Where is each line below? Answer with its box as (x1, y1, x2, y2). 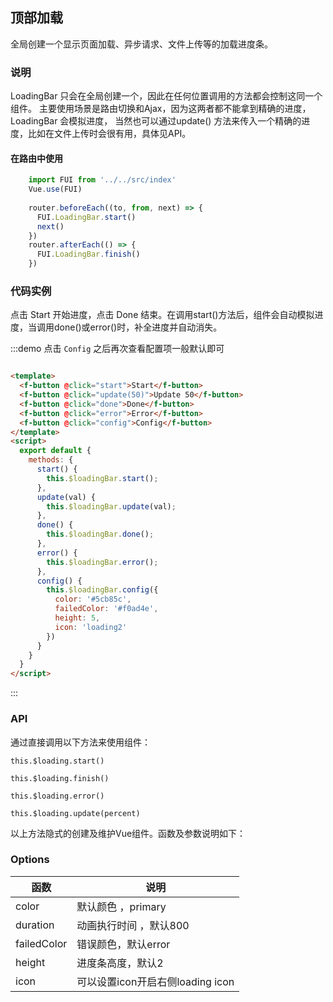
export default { (19, 446, 92, 456)
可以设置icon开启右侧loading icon (76, 974, 235, 988)
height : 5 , (54, 613, 101, 623)
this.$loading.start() (10, 756, 105, 766)
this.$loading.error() (10, 791, 105, 801)
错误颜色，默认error (76, 937, 171, 951)
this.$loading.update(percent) (10, 808, 141, 818)
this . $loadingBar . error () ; (46, 557, 159, 567)
